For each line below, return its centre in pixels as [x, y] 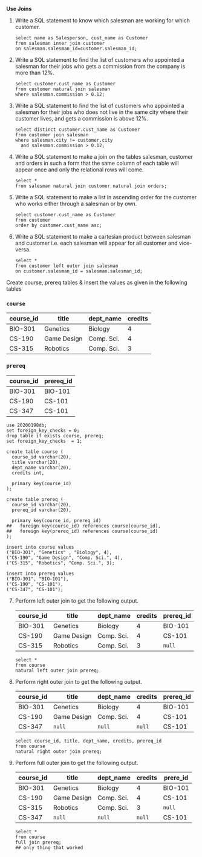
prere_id [176, 778]
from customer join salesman [52, 135]
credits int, [28, 473]
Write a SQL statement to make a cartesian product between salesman [103, 237]
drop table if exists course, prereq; [55, 435]
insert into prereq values [40, 574]
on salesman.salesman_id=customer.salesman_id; [76, 48]
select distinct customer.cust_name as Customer [77, 130]
